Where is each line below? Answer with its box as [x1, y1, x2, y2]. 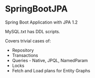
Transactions [12, 52, 38, 58]
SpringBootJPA [5, 3, 68, 14]
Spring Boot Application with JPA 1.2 [5, 19, 78, 25]
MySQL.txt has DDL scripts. [5, 28, 61, 34]
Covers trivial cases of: [5, 38, 51, 44]
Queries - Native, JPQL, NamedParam [12, 57, 88, 63]
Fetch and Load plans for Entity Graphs [12, 67, 91, 73]
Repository [12, 47, 34, 53]
